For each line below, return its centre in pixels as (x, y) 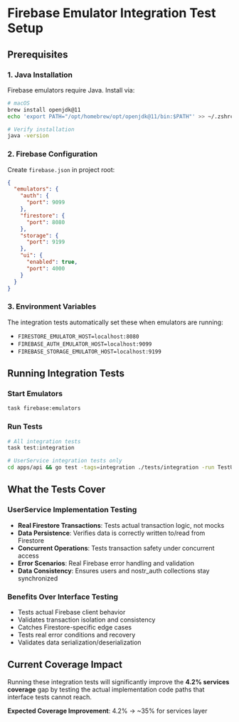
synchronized (38, 578)
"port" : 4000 (46, 268)
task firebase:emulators (44, 408)
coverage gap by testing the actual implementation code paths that (106, 689)
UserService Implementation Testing (72, 510)
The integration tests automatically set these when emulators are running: (115, 322)
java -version (28, 136)
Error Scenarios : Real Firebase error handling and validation (106, 563)
